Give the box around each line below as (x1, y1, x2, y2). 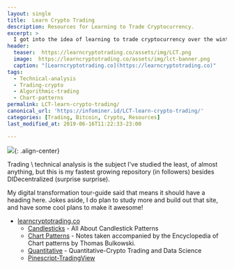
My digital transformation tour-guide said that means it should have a (7, 188, 205, 197)
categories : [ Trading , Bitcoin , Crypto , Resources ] (7, 114, 160, 121)
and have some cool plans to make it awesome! (7, 203, 143, 211)
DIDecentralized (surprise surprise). (7, 175, 110, 183)
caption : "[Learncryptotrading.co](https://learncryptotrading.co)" (13, 62, 217, 69)
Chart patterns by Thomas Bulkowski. (27, 238, 136, 247)
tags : (7, 68, 23, 75)
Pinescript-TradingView (27, 254, 95, 262)
